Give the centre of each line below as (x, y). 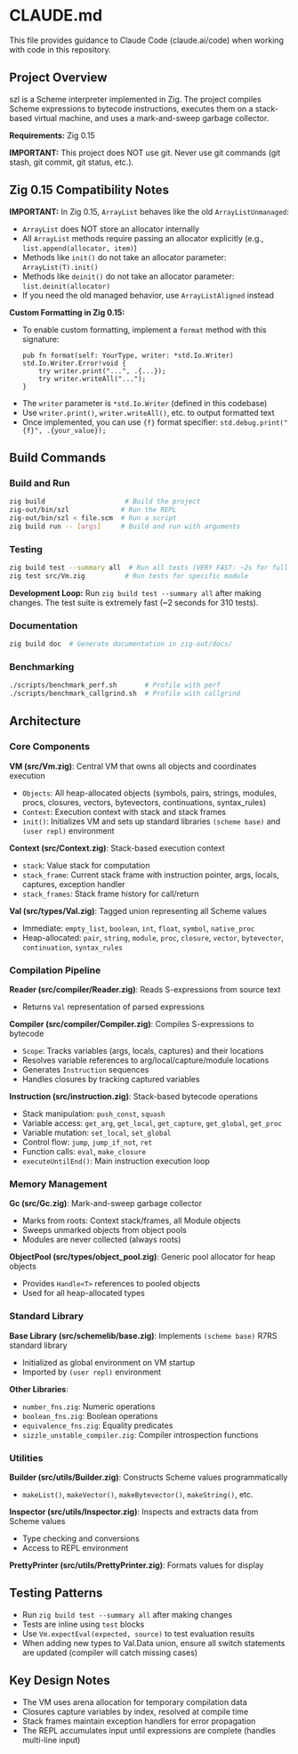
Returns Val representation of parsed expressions (113, 1007)
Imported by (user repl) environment (92, 1372)
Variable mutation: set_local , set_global (97, 1133)
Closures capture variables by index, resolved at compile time (135, 1711)
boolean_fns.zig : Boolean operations (90, 1415)
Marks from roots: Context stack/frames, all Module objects (131, 1220)
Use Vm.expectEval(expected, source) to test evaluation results (138, 1633)
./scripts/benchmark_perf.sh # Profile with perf (115, 685)
